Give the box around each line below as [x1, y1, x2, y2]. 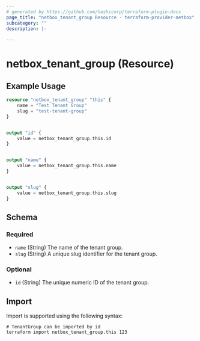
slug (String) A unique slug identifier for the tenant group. [14, 250, 157, 257]
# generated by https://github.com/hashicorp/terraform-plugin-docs [6, 8, 181, 15]
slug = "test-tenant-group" [17, 108, 87, 114]
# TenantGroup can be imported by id [6, 324, 101, 330]
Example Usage [6, 81, 66, 91]
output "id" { [6, 130, 42, 136]
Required [6, 230, 34, 238]
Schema [6, 212, 38, 223]
